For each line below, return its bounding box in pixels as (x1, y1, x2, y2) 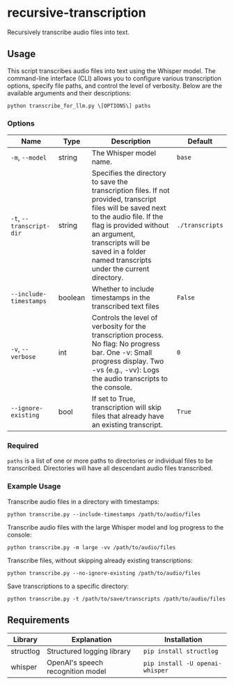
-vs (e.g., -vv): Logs (91, 365, 160, 375)
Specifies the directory (91, 169, 166, 178)
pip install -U (143, 660, 194, 668)
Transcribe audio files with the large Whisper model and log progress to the (7, 523, 224, 531)
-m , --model (10, 153, 47, 162)
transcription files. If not (91, 186, 170, 196)
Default (187, 137, 213, 146)
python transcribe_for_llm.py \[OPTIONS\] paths (7, 102, 151, 109)
